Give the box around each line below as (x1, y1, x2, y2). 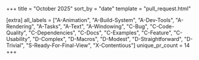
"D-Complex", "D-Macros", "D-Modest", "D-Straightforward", (32, 36, 183, 42)
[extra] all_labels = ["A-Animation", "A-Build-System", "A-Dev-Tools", (6, 17, 174, 23)
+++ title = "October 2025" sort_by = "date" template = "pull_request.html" (6, 5, 191, 12)
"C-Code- (149, 23, 174, 30)
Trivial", (6, 42, 25, 49)
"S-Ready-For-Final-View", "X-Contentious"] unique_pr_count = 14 (26, 42, 190, 49)
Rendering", (6, 23, 36, 30)
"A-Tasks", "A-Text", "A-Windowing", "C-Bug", (36, 23, 149, 30)
